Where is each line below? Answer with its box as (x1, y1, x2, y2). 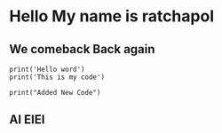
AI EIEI (9, 113, 45, 128)
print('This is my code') (9, 73, 105, 82)
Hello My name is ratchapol (9, 6, 215, 27)
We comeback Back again (9, 42, 155, 57)
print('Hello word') (9, 65, 86, 74)
